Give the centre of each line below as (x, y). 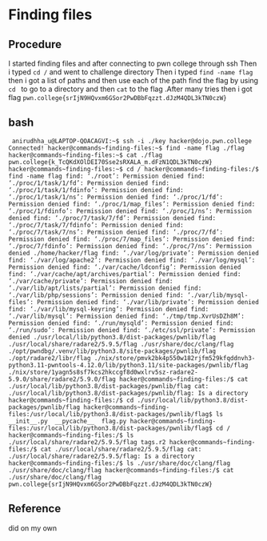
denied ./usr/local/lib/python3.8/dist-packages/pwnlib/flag (112, 337)
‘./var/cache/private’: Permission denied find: (91, 281)
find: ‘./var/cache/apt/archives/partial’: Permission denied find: (125, 274)
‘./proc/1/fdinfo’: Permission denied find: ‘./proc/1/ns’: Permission (130, 211)
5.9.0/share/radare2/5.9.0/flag (62, 379)
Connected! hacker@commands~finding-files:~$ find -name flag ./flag (127, 148)
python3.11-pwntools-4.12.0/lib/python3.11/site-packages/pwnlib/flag (128, 365)
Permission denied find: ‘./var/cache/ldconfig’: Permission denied (125, 267)
